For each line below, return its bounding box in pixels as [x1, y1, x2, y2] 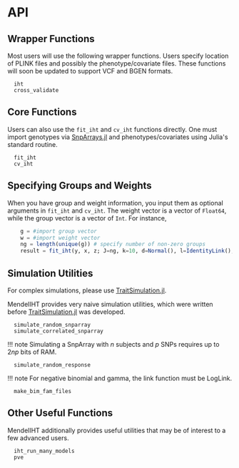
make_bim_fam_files [14, 387, 72, 395]
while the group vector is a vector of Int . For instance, [7, 213, 167, 222]
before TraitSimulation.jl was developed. [7, 307, 126, 316]
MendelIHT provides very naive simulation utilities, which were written [7, 300, 213, 308]
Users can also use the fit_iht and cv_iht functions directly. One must [7, 125, 218, 133]
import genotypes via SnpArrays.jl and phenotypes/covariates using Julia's [7, 133, 228, 141]
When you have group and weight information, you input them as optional [7, 198, 223, 207]
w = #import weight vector [20, 234, 101, 241]
